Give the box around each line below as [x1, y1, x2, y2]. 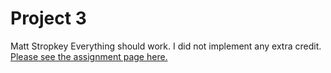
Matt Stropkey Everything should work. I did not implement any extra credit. [10, 40, 322, 52]
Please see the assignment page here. [10, 50, 168, 62]
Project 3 [10, 7, 87, 30]
